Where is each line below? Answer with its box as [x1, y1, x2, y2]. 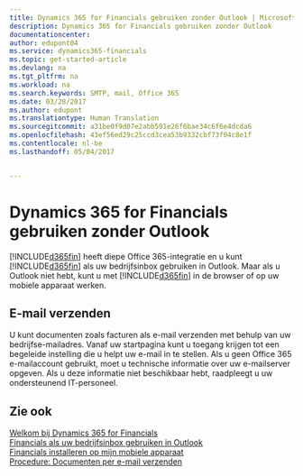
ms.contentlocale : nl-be [9, 139, 103, 148]
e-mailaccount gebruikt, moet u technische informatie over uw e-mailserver [9, 358, 291, 370]
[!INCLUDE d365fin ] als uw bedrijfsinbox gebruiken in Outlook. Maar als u [9, 261, 280, 271]
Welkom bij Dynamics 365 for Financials [9, 427, 159, 438]
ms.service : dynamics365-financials [9, 47, 147, 56]
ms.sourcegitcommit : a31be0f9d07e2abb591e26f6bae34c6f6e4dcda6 [9, 123, 252, 132]
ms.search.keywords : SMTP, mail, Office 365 [9, 88, 179, 97]
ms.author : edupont [9, 105, 83, 114]
